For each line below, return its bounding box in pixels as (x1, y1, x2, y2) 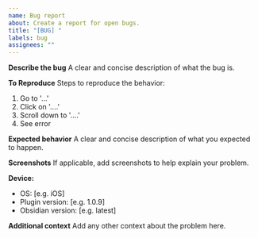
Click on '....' (19, 102, 60, 112)
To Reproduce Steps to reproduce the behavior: (8, 79, 165, 88)
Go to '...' (19, 94, 49, 103)
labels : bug (8, 33, 48, 42)
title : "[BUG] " (8, 26, 62, 34)
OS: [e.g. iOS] (19, 189, 65, 198)
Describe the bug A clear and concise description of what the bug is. (8, 63, 235, 72)
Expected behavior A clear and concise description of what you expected (8, 134, 251, 144)
